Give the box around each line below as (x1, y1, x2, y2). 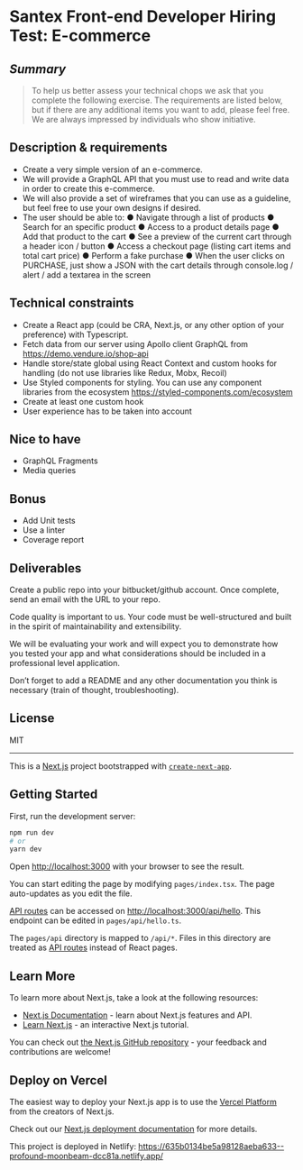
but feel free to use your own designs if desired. (22, 202, 201, 213)
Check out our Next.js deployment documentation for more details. (9, 1123, 258, 1134)
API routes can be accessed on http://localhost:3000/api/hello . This (9, 906, 262, 917)
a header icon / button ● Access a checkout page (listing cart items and (22, 241, 291, 251)
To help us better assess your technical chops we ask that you (31, 86, 264, 96)
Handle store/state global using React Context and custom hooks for (22, 358, 278, 369)
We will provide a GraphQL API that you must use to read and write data (22, 173, 289, 184)
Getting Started (9, 787, 98, 802)
